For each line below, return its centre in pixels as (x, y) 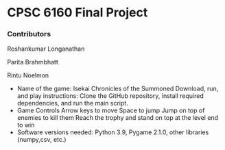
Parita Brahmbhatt (33, 62)
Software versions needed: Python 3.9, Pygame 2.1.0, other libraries (113, 132)
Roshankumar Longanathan (46, 49)
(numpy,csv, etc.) (42, 140)
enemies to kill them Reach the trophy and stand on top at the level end (117, 118)
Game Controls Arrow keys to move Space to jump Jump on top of (111, 110)
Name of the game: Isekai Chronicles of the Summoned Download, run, (118, 89)
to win (26, 125)
